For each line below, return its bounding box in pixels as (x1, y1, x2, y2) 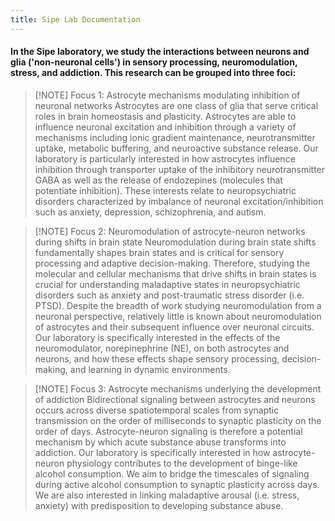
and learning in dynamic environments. (69, 363, 231, 375)
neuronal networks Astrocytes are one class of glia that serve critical (34, 99, 319, 111)
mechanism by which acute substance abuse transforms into (34, 436, 287, 448)
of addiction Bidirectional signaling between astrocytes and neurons (34, 393, 316, 405)
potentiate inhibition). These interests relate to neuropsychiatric (34, 184, 297, 196)
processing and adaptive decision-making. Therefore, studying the (34, 257, 311, 269)
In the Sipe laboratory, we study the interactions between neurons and (10, 46, 310, 58)
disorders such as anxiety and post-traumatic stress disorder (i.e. (34, 289, 305, 301)
